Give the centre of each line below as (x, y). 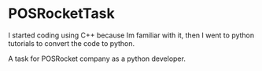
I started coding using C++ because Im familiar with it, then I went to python (131, 35)
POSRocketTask (62, 14)
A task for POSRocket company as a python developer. (97, 59)
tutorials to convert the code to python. (72, 43)
